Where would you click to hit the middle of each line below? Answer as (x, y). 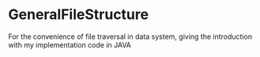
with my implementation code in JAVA (70, 44)
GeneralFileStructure (78, 15)
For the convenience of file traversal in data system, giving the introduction (130, 36)
